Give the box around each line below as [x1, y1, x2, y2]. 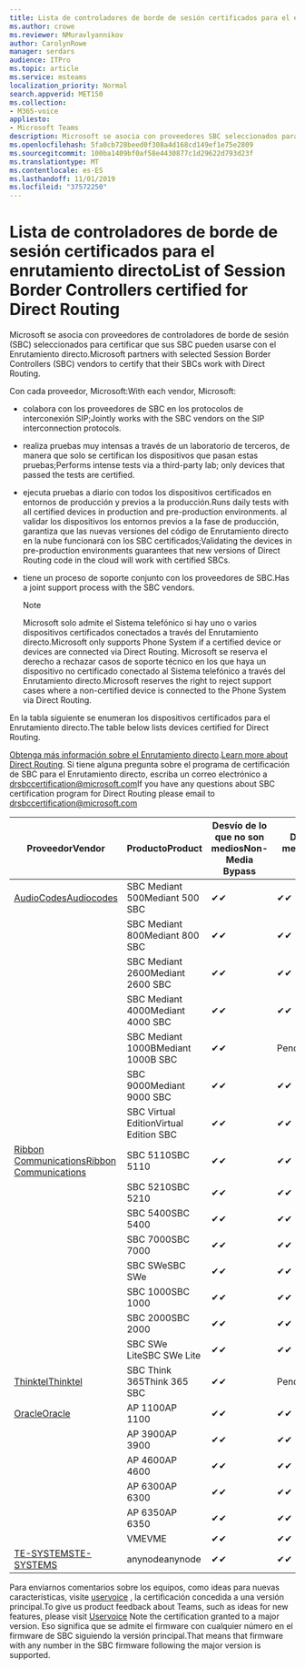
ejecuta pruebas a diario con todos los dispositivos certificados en [22, 487, 272, 498]
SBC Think [126, 1364, 172, 1377]
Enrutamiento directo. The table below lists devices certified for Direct [9, 722, 270, 733]
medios [211, 842, 244, 855]
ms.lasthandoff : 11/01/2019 [9, 174, 116, 183]
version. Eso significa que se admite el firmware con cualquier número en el [9, 1621, 293, 1632]
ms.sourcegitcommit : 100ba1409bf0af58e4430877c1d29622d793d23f [9, 148, 254, 158]
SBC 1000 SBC [126, 1286, 191, 1298]
